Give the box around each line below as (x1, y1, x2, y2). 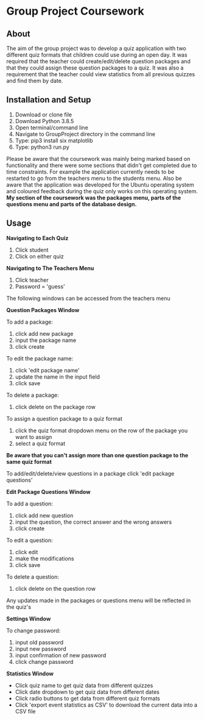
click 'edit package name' (15, 366, 80, 374)
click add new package (15, 330, 74, 337)
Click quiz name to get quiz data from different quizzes (15, 682, 153, 689)
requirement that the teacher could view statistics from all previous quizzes (6, 71, 195, 77)
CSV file (15, 707, 36, 715)
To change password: (6, 627, 61, 634)
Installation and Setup (6, 94, 91, 105)
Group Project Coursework (6, 4, 144, 18)
